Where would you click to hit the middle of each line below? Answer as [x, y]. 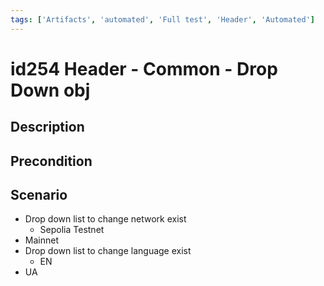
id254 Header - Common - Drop [144, 68]
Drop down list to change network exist [105, 219]
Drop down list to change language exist [108, 251]
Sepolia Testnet [72, 230]
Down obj [50, 90]
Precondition [51, 161]
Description [47, 127]
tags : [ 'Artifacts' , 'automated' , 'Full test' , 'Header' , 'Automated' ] [162, 19]
